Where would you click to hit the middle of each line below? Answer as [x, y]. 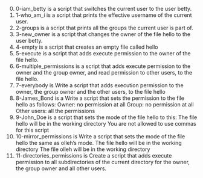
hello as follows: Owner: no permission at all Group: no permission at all [105, 104]
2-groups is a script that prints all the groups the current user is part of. [105, 28]
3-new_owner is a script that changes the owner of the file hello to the [103, 34]
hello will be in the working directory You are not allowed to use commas [106, 124]
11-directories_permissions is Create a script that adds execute [94, 155]
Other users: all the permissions [55, 111]
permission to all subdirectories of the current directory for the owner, [102, 162]
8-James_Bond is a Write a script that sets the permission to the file [100, 98]
